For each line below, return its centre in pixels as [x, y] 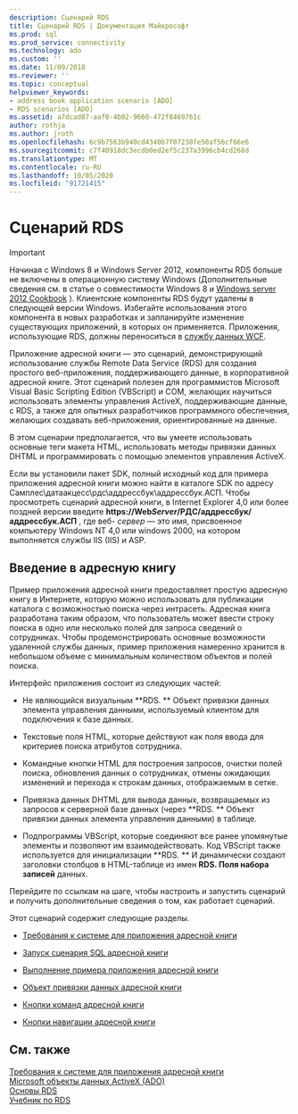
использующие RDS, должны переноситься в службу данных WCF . [137, 337]
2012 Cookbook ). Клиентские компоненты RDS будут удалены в [132, 298]
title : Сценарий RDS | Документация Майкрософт [99, 26]
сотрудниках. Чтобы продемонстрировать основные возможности [137, 637]
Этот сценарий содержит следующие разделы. [99, 917]
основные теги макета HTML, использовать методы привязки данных [143, 447]
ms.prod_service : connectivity [67, 42]
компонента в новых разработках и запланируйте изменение [127, 317]
